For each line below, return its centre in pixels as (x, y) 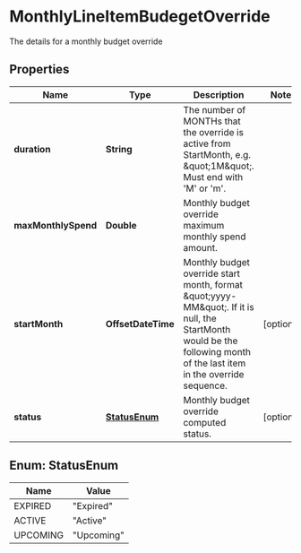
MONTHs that (212, 121)
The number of (215, 109)
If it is (243, 307)
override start (211, 273)
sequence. (206, 385)
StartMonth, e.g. (217, 154)
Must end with (213, 177)
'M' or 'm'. (205, 188)
